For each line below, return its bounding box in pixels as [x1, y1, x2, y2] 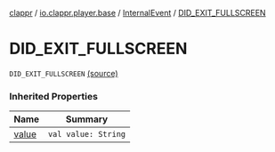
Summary [65, 113, 109, 125]
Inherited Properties [9, 90, 98, 102]
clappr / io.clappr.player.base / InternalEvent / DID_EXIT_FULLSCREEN [9, 8, 266, 18]
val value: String [47, 129, 126, 140]
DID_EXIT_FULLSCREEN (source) [9, 68, 118, 78]
